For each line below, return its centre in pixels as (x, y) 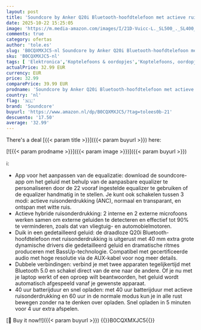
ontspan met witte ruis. (43, 207)
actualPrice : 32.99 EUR (36, 67)
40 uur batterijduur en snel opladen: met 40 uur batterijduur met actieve (103, 290)
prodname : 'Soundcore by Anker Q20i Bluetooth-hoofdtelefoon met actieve (100, 90)
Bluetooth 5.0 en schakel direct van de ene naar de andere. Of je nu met (103, 271)
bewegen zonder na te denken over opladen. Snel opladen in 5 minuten (103, 302)
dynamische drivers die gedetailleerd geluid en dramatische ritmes (97, 245)
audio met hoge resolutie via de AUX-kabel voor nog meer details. (96, 258)
